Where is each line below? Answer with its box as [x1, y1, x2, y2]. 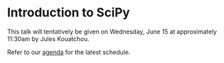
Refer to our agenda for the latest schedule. [7, 48, 131, 56]
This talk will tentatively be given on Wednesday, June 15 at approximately [7, 27, 217, 36]
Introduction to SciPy [7, 5, 131, 21]
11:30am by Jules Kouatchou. [7, 34, 90, 42]
